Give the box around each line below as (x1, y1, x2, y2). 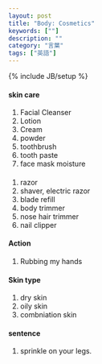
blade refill (19, 194, 55, 204)
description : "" (8, 34, 63, 43)
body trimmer (19, 203, 66, 213)
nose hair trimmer (19, 211, 80, 221)
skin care (8, 89, 40, 99)
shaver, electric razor (19, 186, 91, 196)
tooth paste (19, 151, 59, 160)
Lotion (19, 116, 42, 126)
